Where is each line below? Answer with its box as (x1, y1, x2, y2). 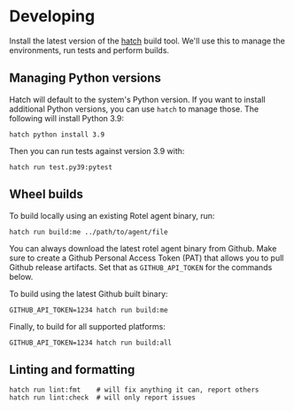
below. (9, 271, 34, 282)
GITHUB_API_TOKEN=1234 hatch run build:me (9, 306, 168, 314)
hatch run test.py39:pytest (9, 162, 113, 172)
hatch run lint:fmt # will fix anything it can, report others (9, 385, 259, 395)
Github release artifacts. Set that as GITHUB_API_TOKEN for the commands (9, 261, 273, 272)
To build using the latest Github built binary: (9, 288, 168, 299)
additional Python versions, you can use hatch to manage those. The (9, 104, 259, 114)
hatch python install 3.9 (9, 130, 104, 139)
